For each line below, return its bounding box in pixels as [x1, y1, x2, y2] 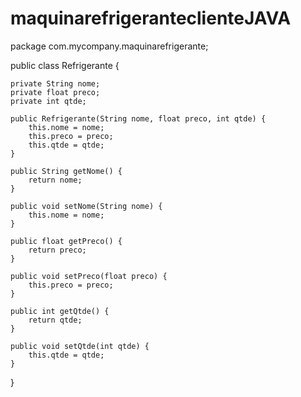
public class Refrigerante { [10, 59, 120, 71]
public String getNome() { [10, 166, 123, 176]
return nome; [28, 175, 83, 185]
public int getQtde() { [10, 306, 110, 316]
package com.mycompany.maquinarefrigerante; [10, 40, 209, 52]
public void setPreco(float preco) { [10, 271, 168, 281]
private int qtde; [10, 96, 87, 106]
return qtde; [28, 315, 83, 325]
